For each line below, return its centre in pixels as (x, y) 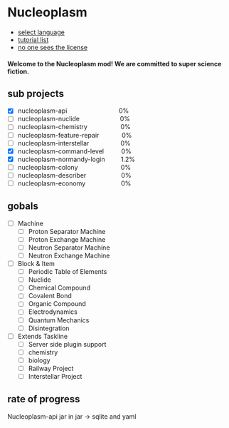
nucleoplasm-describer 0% (74, 175)
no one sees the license (52, 47)
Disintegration (49, 328)
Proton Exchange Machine (67, 239)
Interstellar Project (55, 376)
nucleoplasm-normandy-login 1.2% (76, 159)
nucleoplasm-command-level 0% (74, 151)
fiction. (18, 71)
